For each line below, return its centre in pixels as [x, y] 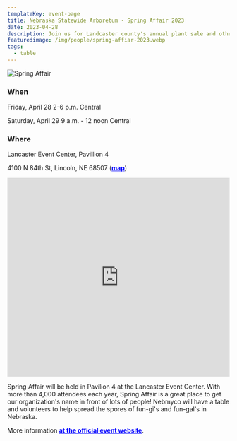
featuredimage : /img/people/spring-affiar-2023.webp [86, 40]
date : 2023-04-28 [33, 27]
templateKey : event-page [44, 14]
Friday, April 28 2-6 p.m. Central [54, 107]
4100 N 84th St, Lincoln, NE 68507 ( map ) [67, 168]
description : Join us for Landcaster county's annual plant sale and [112, 34]
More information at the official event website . [76, 430]
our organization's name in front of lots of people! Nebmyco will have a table [119, 402]
